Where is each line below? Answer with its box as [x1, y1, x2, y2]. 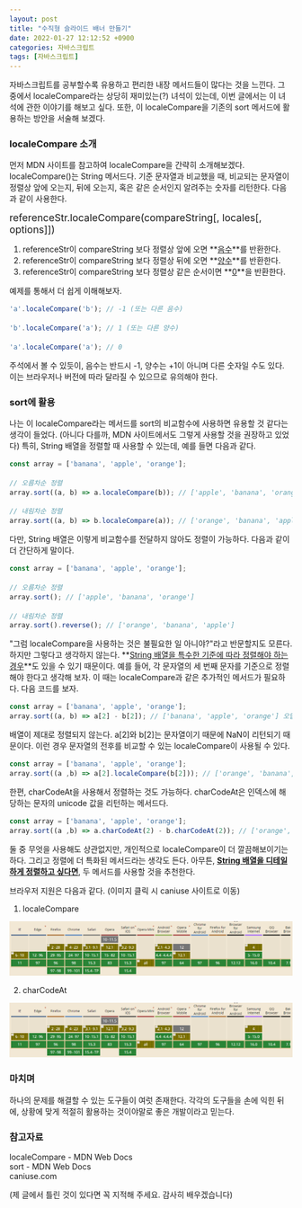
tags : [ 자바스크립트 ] [9, 52, 79, 62]
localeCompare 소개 [9, 138, 97, 150]
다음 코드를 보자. [21, 683, 79, 694]
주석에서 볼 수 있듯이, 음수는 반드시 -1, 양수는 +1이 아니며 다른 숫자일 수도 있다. [9, 360, 285, 370]
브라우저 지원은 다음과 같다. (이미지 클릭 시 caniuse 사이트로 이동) [9, 885, 241, 896]
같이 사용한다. [18, 193, 67, 204]
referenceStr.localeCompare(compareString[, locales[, [9, 211, 262, 225]
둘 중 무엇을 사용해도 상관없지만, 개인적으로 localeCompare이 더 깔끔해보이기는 [9, 843, 289, 854]
